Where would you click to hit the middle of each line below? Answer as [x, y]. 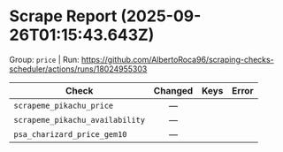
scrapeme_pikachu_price [64, 105]
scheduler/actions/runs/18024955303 [78, 69]
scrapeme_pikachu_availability [80, 120]
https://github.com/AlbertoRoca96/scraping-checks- [177, 59]
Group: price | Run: [44, 59]
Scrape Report [63, 16]
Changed [173, 90]
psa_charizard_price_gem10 [70, 134]
